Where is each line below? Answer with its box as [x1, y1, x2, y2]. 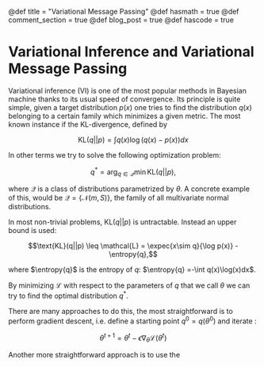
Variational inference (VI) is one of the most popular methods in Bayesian [8, 86, 247, 95]
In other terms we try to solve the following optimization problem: [8, 150, 222, 159]
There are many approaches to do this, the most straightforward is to [8, 307, 234, 316]
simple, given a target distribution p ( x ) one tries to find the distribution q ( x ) [8, 102, 252, 112]
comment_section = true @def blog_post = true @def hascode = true [8, 15, 234, 25]
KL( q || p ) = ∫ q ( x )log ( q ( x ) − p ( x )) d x [78, 135, 189, 144]
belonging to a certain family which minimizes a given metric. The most [8, 111, 241, 120]
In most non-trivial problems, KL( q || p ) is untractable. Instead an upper [8, 217, 237, 227]
